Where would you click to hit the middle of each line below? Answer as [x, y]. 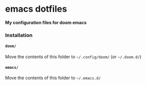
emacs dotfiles [36, 9]
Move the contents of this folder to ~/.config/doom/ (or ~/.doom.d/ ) [73, 57]
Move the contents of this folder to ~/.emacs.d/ [53, 78]
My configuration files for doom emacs [46, 22]
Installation [19, 35]
